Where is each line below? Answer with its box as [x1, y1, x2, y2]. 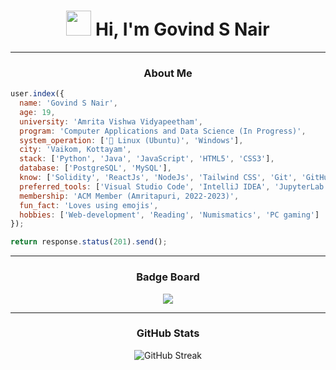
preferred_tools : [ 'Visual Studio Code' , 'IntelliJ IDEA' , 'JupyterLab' [19, 181, 329, 192]
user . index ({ [10, 89, 65, 99]
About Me [143, 66, 193, 80]
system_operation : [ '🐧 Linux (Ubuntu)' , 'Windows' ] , [19, 135, 244, 145]
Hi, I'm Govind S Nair [95, 18, 270, 41]
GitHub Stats [136, 326, 200, 340]
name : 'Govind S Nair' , [19, 98, 118, 109]
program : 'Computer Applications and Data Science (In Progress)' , [19, 126, 307, 136]
